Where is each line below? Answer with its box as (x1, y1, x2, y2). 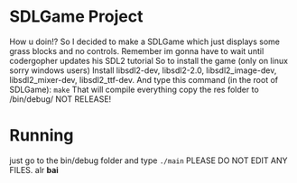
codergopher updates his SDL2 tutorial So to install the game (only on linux (9, 55, 289, 66)
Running (9, 125, 74, 146)
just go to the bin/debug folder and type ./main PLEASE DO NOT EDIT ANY (9, 155, 288, 166)
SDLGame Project (9, 6, 144, 27)
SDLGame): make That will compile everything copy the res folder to (9, 84, 259, 95)
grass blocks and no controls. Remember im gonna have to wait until (9, 45, 265, 56)
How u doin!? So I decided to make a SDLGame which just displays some (9, 36, 281, 47)
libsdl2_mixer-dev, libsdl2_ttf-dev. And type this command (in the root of (9, 74, 278, 85)
